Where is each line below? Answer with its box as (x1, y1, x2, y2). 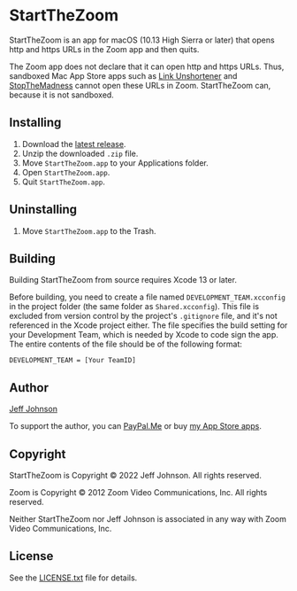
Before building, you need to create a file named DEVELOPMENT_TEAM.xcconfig (9, 292, 286, 302)
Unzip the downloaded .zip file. (21, 148, 139, 159)
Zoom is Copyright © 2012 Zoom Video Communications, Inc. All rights (9, 487, 268, 497)
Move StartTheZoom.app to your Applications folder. (21, 157, 209, 168)
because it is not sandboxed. (9, 89, 115, 100)
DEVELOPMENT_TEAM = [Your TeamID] (9, 356, 137, 365)
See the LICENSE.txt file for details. (9, 572, 138, 583)
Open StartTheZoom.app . (21, 167, 110, 177)
